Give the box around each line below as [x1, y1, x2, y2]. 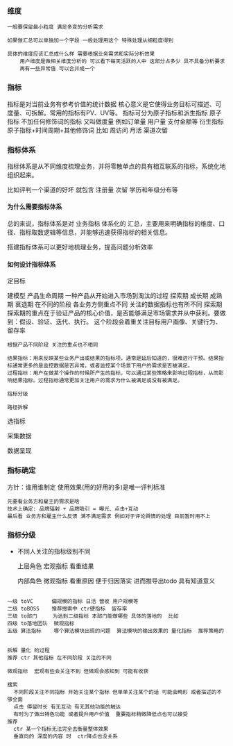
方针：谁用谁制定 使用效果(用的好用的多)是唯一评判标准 [7, 483, 166, 491]
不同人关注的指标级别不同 [17, 547, 91, 555]
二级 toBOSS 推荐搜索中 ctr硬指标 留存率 [7, 605, 128, 612]
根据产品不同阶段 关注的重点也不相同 [7, 342, 98, 349]
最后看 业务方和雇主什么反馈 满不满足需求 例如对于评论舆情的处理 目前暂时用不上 [7, 513, 211, 520]
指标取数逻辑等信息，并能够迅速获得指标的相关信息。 [19, 228, 171, 237]
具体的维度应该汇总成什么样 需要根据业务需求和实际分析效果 [7, 51, 155, 58]
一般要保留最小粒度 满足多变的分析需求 [7, 24, 104, 31]
